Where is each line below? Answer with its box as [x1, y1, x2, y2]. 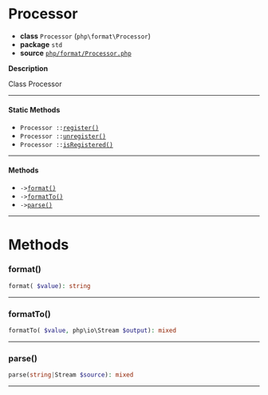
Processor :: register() [19, 124, 100, 132]
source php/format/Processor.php [19, 48, 132, 57]
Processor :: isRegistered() [19, 141, 113, 149]
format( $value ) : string [8, 282, 91, 290]
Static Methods [8, 105, 61, 114]
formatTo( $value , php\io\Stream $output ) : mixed [8, 326, 177, 334]
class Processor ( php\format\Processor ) [19, 31, 152, 41]
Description [8, 63, 49, 73]
